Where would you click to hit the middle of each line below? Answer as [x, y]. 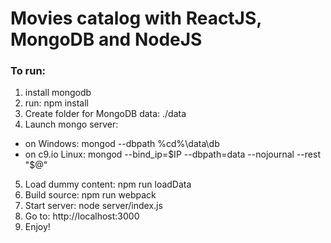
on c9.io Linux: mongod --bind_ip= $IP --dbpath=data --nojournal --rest [172, 154]
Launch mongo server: [71, 124]
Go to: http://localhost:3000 [82, 216]
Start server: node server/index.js [93, 206]
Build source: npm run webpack [90, 195]
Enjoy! [37, 227]
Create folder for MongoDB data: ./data [105, 114]
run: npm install [56, 103]
